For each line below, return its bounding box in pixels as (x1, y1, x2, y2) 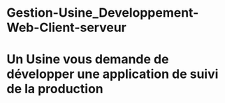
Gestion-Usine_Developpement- (6, 5, 199, 21)
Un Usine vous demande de (6, 51, 169, 68)
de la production (6, 81, 103, 97)
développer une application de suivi (6, 66, 219, 82)
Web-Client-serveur (6, 19, 126, 35)
